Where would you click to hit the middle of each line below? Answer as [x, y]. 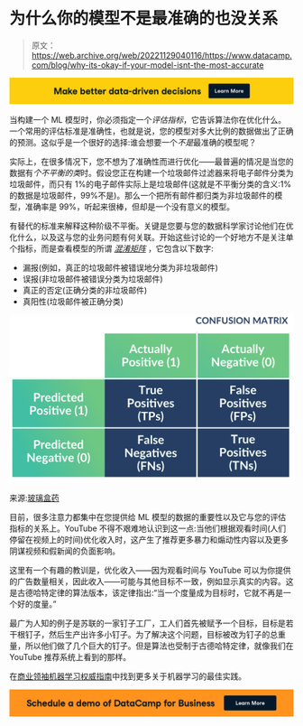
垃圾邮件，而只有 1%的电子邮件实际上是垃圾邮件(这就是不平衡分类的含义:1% [150, 184]
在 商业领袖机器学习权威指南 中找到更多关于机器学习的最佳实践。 [128, 676]
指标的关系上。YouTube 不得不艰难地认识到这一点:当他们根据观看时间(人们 [148, 528]
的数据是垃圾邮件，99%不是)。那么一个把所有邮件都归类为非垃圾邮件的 [142, 196]
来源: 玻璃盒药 [35, 498]
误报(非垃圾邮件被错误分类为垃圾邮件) [93, 279]
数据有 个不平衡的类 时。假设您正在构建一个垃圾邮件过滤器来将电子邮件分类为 [151, 173]
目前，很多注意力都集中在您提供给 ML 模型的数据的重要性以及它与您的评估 [148, 517]
